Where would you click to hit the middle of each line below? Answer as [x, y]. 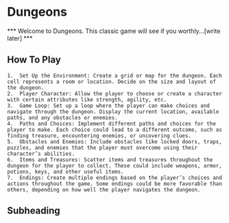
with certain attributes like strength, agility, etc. [87, 99]
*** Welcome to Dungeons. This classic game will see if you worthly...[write [114, 31]
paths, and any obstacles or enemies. [62, 117]
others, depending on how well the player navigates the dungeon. [104, 189]
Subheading [34, 211]
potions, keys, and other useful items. [66, 172]
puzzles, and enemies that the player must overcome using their [102, 148]
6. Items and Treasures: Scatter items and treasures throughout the [110, 160]
